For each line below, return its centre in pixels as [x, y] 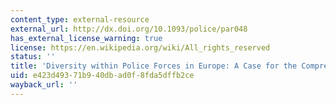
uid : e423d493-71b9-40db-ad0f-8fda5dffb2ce [102, 76]
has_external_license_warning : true [86, 38]
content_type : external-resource [80, 19]
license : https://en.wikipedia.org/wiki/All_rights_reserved [140, 47]
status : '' [33, 57]
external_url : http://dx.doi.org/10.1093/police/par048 [129, 29]
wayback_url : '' [44, 85]
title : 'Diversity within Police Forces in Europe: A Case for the [154, 66]
